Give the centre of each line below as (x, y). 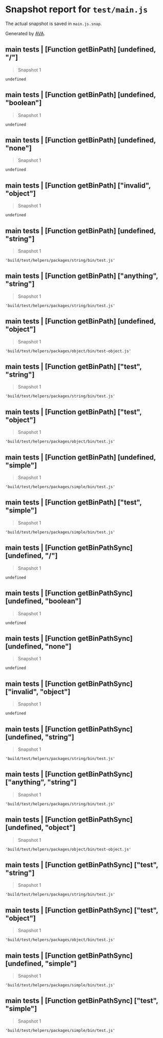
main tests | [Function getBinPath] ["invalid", (78, 185)
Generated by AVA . (25, 33)
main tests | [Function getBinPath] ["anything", (82, 276)
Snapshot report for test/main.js (77, 9)
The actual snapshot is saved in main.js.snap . (54, 24)
